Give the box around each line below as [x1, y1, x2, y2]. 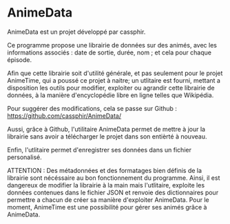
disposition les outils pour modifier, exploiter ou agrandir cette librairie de [7, 83, 215, 92]
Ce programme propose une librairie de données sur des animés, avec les [7, 41, 217, 49]
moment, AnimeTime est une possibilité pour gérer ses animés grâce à [7, 203, 207, 211]
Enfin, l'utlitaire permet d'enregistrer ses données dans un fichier [7, 145, 191, 154]
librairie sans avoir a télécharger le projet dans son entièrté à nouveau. [7, 132, 207, 141]
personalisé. [7, 153, 43, 161]
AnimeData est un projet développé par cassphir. [7, 28, 146, 36]
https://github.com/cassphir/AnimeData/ [7, 112, 122, 120]
